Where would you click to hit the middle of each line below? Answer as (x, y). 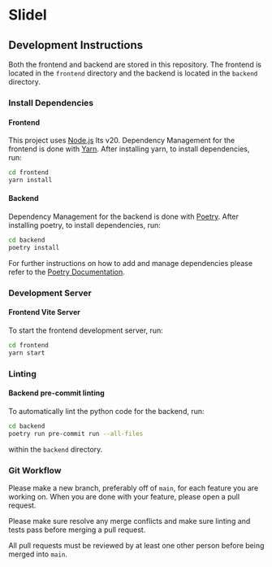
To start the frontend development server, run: (86, 330)
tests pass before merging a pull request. (77, 530)
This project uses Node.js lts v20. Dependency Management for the (122, 141)
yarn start (27, 353)
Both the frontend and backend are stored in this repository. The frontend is (135, 64)
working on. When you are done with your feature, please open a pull (124, 496)
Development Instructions (76, 45)
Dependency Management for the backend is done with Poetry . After (124, 216)
